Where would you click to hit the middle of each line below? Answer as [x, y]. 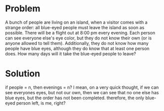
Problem [23, 9]
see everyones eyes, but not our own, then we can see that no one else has [82, 92]
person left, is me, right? [41, 103]
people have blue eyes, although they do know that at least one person [77, 48]
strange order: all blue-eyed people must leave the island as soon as [75, 27]
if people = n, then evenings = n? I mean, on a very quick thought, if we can [82, 87]
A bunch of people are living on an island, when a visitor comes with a [76, 22]
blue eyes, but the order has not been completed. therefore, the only [75, 98]
